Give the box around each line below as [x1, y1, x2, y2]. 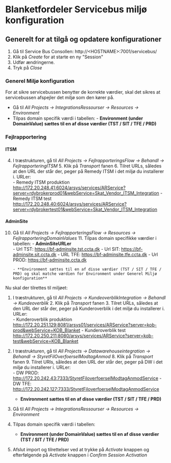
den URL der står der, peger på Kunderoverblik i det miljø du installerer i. [12, 305, 165, 312]
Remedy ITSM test [12, 195, 52, 202]
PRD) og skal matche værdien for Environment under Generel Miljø [12, 271, 157, 276]
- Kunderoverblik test [81, 327, 126, 333]
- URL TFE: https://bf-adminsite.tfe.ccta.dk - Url [57, 251, 158, 257]
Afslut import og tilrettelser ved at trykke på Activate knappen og [12, 446, 150, 452]
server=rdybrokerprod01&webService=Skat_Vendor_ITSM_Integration [12, 190, 159, 196]
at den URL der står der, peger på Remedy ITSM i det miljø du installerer [12, 168, 164, 174]
